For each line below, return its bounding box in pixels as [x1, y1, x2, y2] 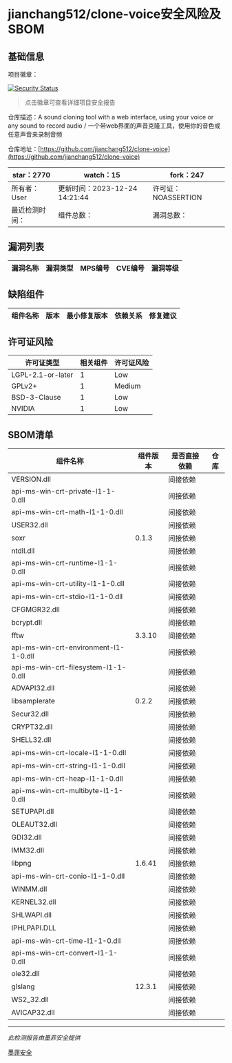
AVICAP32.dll [11, 1008, 55, 1017]
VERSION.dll [11, 474, 51, 484]
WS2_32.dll [11, 995, 49, 1004]
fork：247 [169, 170, 204, 179]
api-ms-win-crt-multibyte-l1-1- [11, 786, 123, 796]
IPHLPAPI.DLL [11, 923, 56, 933]
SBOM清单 [8, 429, 54, 440]
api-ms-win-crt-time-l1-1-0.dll [11, 936, 121, 946]
